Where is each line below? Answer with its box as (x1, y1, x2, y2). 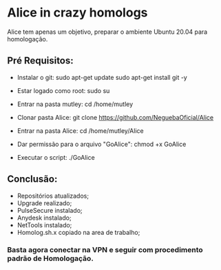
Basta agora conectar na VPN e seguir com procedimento (7, 245, 203, 255)
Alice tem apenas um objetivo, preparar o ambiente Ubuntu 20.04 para (7, 28, 208, 36)
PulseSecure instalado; (17, 206, 83, 214)
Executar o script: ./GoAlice (17, 153, 95, 161)
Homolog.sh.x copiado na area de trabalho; (17, 228, 140, 236)
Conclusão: (7, 174, 58, 185)
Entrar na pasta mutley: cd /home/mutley (17, 100, 134, 108)
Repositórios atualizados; (17, 191, 90, 200)
